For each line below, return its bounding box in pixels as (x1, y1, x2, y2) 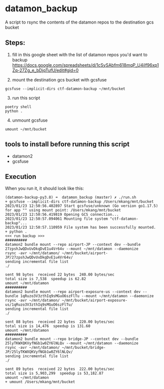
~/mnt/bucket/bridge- (61, 345, 106, 350)
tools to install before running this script (5, 140, 130, 149)
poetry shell (5, 104, 32, 109)
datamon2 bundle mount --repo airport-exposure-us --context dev (5, 289, 141, 294)
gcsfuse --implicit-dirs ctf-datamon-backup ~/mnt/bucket (5, 86, 125, 91)
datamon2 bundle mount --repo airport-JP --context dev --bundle (5, 242, 141, 247)
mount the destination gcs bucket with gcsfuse (12, 77, 107, 82)
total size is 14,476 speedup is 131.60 (5, 324, 91, 329)
